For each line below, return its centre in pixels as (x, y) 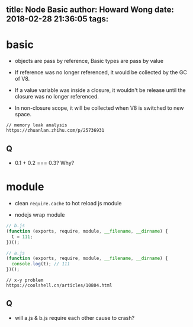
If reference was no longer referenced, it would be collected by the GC (101, 72)
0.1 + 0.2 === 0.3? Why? (44, 163)
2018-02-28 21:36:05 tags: (57, 19)
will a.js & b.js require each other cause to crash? (75, 318)
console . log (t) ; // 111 (41, 264)
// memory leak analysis (37, 125)
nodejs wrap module (40, 215)
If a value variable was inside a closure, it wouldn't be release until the (100, 90)
